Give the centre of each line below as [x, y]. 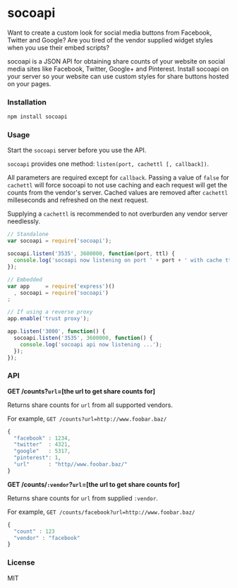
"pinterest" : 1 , [37, 458]
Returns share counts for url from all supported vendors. [90, 405]
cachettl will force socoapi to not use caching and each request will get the [117, 185]
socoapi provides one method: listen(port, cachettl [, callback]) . [108, 164]
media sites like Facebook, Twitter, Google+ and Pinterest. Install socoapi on [118, 69]
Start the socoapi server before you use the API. [77, 151]
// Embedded [25, 280]
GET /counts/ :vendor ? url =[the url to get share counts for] [93, 484]
